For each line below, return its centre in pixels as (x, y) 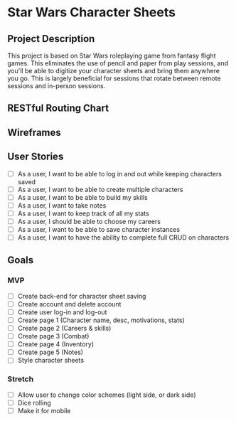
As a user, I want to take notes (62, 205)
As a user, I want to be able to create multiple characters (100, 189)
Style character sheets (50, 361)
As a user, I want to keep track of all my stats (83, 213)
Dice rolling (34, 403)
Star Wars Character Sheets (92, 12)
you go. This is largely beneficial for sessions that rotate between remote (114, 78)
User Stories (36, 157)
